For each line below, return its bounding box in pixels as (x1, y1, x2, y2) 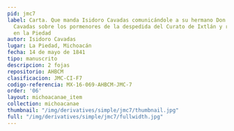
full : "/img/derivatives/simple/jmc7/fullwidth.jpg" (7, 113, 164, 120)
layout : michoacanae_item (7, 94, 82, 101)
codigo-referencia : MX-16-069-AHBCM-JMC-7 (7, 81, 132, 88)
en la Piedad (13, 29, 52, 37)
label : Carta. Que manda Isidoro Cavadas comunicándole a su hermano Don (7, 17, 226, 24)
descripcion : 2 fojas (7, 62, 70, 69)
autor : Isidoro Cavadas (7, 36, 77, 43)
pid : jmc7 (7, 10, 36, 17)
